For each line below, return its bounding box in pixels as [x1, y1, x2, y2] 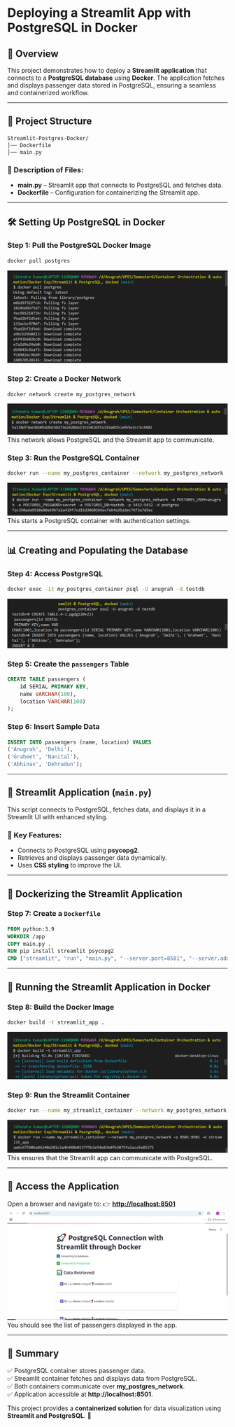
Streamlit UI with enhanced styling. [7, 812, 108, 821]
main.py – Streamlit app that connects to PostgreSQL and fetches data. [17, 181, 224, 190]
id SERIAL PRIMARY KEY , [20, 683, 90, 690]
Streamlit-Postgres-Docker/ [7, 134, 90, 141]
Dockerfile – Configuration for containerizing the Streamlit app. [17, 188, 200, 197]
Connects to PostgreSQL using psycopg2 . [17, 846, 140, 855]
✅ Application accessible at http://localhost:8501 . [7, 1390, 153, 1398]
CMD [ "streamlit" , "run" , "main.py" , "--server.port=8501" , [7, 955, 187, 962]
